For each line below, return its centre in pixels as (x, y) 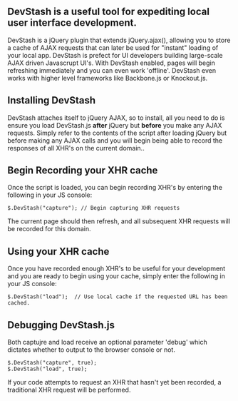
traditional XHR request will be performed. (69, 390)
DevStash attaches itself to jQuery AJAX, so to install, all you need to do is (116, 118)
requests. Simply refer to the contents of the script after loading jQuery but (117, 133)
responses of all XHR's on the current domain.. (76, 148)
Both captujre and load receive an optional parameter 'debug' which (108, 342)
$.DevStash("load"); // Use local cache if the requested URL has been (118, 297)
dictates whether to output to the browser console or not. (92, 350)
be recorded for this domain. (49, 229)
